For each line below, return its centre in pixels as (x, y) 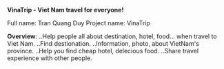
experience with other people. (50, 58)
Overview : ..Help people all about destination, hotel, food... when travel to (112, 36)
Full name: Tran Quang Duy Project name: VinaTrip (79, 23)
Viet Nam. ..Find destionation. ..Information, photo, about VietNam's (103, 43)
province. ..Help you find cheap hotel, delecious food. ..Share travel (103, 51)
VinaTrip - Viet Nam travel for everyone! (65, 10)
